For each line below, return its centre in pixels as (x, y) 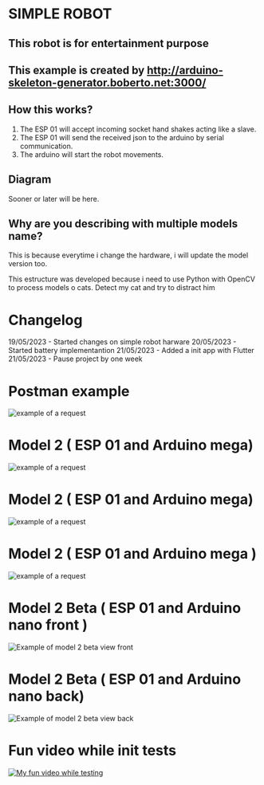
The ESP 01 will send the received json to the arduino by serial (122, 137)
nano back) (47, 696)
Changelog (45, 320)
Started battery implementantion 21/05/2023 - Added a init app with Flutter (132, 351)
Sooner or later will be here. (54, 198)
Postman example (69, 391)
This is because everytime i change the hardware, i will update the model (128, 255)
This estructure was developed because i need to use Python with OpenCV (132, 279)
